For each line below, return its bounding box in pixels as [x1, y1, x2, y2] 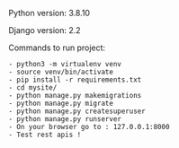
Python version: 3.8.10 [8, 8, 91, 18]
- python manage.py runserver [8, 115, 122, 124]
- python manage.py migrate [8, 99, 114, 108]
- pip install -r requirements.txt [8, 75, 142, 84]
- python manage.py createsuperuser [8, 107, 146, 116]
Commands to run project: [8, 42, 105, 53]
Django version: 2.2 [8, 25, 82, 35]
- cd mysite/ [8, 83, 58, 92]
